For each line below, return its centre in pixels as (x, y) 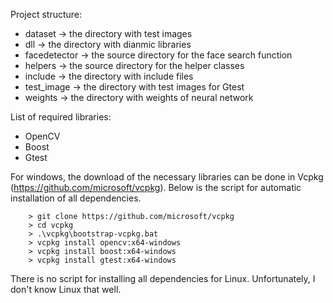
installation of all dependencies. (76, 198)
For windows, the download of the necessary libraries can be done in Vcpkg (167, 177)
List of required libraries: (61, 117)
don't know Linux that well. (66, 289)
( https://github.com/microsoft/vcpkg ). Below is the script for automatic (156, 187)
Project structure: (46, 14)
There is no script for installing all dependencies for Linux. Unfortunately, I (163, 278)
